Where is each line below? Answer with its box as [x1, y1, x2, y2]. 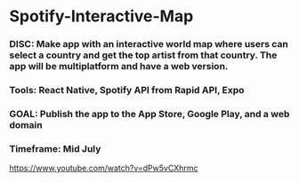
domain [9, 118, 43, 131]
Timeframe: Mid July [9, 142, 101, 154]
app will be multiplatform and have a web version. [9, 60, 229, 73]
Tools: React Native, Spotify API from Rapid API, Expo [9, 84, 245, 97]
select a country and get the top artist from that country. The [9, 49, 278, 61]
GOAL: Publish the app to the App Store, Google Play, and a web [9, 107, 290, 120]
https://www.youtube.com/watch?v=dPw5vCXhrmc [9, 162, 198, 174]
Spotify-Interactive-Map [9, 6, 194, 27]
